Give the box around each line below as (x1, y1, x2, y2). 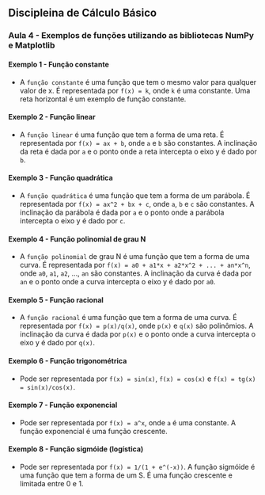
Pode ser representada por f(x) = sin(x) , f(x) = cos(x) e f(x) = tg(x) (19, 374, 256, 383)
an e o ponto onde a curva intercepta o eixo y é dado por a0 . (19, 277, 216, 287)
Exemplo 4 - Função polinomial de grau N (8, 234, 146, 244)
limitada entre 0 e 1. (19, 478, 84, 488)
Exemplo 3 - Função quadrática (8, 173, 113, 183)
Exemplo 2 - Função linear (8, 112, 97, 122)
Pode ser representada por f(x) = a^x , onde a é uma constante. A (19, 417, 236, 427)
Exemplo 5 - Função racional (8, 295, 104, 304)
